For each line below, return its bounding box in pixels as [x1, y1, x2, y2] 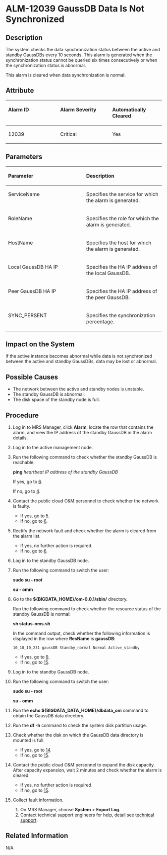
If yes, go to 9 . [20, 654, 50, 660]
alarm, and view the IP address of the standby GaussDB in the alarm [12, 430, 152, 436]
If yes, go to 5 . [20, 513, 50, 519]
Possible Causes [5, 373, 58, 381]
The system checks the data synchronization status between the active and [5, 47, 160, 52]
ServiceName [8, 190, 40, 197]
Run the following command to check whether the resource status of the [12, 606, 161, 612]
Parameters [5, 153, 43, 161]
